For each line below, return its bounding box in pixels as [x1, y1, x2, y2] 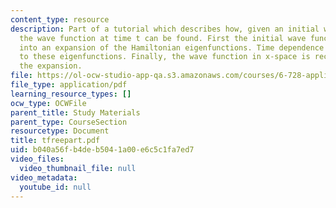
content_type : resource [10, 14, 110, 25]
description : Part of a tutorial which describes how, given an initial [10, 24, 320, 34]
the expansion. [19, 61, 83, 71]
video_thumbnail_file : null [19, 163, 137, 173]
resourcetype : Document [10, 126, 110, 136]
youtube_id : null [19, 182, 92, 192]
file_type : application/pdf [10, 80, 128, 90]
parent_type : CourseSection [10, 117, 128, 127]
